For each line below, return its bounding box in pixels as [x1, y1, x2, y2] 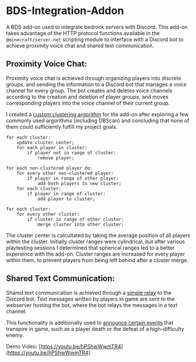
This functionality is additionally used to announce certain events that [6, 319, 174, 326]
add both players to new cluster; [37, 180, 122, 187]
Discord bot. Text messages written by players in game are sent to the [6, 295, 175, 302]
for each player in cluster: [16, 144, 88, 150]
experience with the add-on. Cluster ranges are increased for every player [6, 250, 185, 257]
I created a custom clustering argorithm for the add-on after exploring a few [6, 111, 189, 118]
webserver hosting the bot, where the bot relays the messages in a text [6, 301, 178, 308]
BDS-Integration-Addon [6, 4, 124, 18]
